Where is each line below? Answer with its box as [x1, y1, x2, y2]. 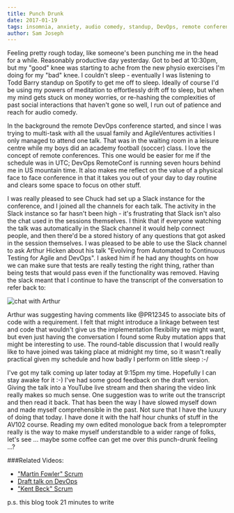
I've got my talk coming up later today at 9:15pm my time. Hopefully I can [7, 369, 217, 377]
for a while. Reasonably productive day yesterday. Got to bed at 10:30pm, [7, 57, 218, 65]
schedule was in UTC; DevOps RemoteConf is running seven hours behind [7, 158, 221, 168]
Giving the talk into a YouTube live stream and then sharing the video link [7, 383, 216, 392]
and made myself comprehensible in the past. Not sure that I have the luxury [7, 406, 227, 414]
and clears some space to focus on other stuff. [7, 181, 141, 189]
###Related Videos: [7, 456, 64, 465]
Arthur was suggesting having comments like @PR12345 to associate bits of [7, 311, 226, 319]
